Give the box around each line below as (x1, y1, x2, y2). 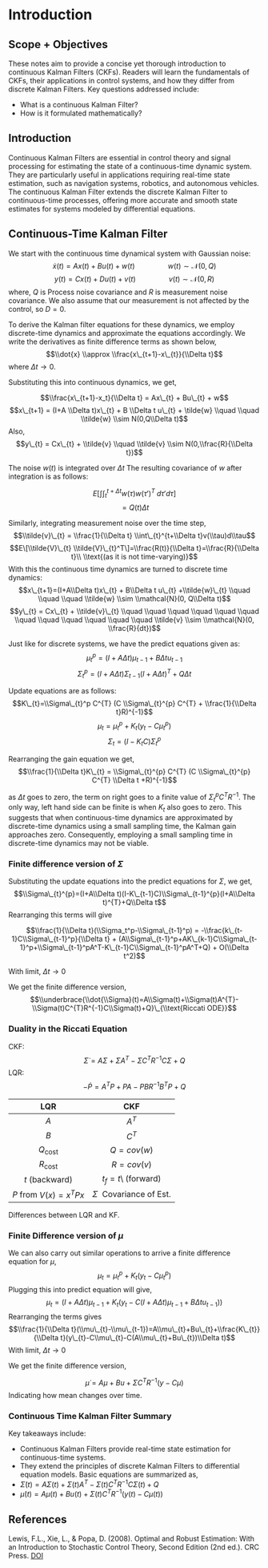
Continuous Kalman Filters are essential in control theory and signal (8, 152, 231, 162)
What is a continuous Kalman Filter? (19, 100, 138, 109)
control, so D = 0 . (8, 304, 66, 313)
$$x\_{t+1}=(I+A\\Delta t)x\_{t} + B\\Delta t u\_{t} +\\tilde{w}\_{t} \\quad (18, 585, 250, 595)
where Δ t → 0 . (8, 362, 56, 371)
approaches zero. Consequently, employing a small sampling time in (8, 830, 234, 839)
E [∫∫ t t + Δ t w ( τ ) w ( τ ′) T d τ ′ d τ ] (92, 487, 177, 500)
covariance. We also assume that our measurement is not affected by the (8, 295, 250, 305)
